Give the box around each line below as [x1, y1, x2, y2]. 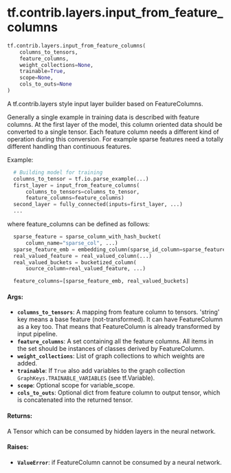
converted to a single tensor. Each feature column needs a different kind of [7, 128, 219, 136]
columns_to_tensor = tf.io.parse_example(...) [13, 175, 149, 182]
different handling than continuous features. [7, 142, 132, 150]
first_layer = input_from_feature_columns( [13, 181, 140, 189]
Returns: [7, 412, 33, 420]
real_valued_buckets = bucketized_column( [13, 259, 137, 266]
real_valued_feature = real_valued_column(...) [13, 252, 153, 259]
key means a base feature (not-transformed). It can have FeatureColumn [16, 315, 223, 323]
